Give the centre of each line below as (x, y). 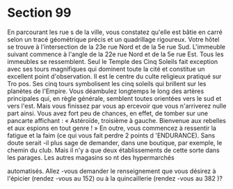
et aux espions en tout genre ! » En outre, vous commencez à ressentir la (112, 128)
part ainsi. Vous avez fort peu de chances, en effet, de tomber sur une (108, 113)
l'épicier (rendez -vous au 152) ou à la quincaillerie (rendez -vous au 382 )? (115, 178)
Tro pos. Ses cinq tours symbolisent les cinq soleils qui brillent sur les (107, 83)
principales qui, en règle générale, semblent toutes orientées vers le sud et (114, 98)
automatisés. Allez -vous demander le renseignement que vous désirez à (112, 171)
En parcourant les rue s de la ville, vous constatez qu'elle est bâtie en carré (115, 32)
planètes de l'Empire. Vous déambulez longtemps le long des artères (106, 91)
